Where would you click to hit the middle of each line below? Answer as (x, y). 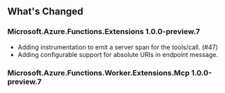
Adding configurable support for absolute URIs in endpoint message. (118, 54)
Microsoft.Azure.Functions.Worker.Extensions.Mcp (98, 73)
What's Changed (45, 12)
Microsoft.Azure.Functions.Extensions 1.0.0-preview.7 (104, 32)
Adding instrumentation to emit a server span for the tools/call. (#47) (118, 47)
